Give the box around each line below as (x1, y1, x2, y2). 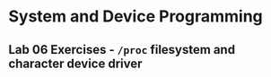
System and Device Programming (8, 6, 264, 27)
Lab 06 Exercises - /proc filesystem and (8, 42, 235, 57)
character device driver (8, 56, 143, 71)
